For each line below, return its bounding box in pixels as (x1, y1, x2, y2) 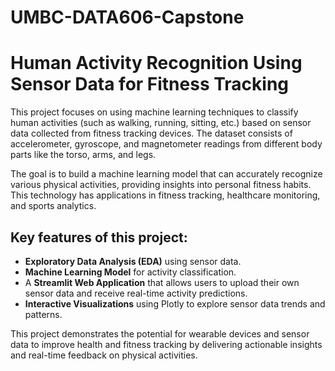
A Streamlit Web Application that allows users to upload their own (24, 276, 300, 288)
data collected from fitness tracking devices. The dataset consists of (10, 127, 293, 140)
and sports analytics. (10, 200, 97, 212)
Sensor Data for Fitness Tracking (10, 73, 290, 96)
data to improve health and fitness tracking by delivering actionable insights (10, 338, 323, 350)
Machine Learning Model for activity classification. (24, 266, 237, 278)
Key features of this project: (10, 229, 188, 246)
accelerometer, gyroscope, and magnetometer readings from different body (10, 138, 323, 150)
